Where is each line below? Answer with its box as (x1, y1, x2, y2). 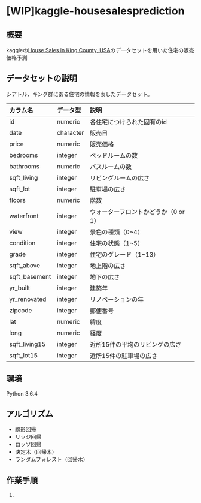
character (56, 128, 84, 137)
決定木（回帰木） (14, 448, 57, 456)
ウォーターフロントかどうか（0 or (89, 207, 185, 216)
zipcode (9, 306, 32, 314)
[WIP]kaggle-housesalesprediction (6, 4, 185, 18)
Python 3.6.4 (6, 390, 38, 397)
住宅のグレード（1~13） (89, 250, 160, 258)
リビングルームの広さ (89, 174, 150, 182)
